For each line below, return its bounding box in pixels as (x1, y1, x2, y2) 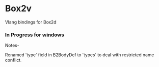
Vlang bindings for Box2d (5, 19, 56, 25)
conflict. (5, 57, 22, 63)
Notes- (5, 43, 20, 48)
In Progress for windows (5, 31, 65, 38)
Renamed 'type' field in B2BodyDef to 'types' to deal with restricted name (5, 52, 155, 58)
